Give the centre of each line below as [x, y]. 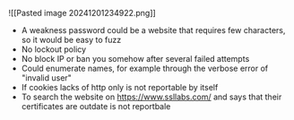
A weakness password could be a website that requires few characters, [153, 30]
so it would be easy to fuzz [71, 40]
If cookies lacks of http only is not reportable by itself [120, 87]
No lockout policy [54, 49]
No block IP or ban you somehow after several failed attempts [135, 59]
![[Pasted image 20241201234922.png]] [82, 13]
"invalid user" [47, 78]
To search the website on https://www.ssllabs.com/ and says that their [151, 97]
